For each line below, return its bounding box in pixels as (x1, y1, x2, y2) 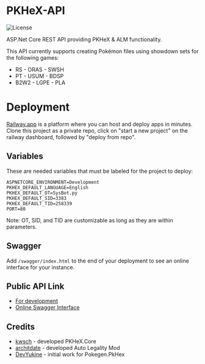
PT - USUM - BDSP (15, 72, 64, 79)
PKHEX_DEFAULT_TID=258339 (6, 200, 72, 206)
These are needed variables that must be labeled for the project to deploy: (6, 167, 193, 175)
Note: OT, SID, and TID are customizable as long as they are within (6, 216, 173, 224)
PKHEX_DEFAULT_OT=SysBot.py (6, 190, 78, 196)
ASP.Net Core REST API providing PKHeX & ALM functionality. (6, 35, 162, 43)
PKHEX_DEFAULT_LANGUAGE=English (6, 184, 88, 191)
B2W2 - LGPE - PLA (15, 79, 66, 86)
